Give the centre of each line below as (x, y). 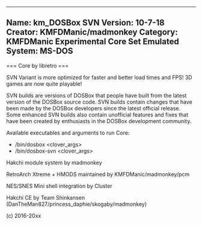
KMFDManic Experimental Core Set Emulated (93, 42)
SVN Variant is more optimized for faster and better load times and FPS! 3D (99, 77)
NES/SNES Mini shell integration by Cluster (59, 186)
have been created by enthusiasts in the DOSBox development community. (99, 121)
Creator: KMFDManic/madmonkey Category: (92, 32)
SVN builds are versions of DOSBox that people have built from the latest (96, 95)
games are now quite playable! (44, 84)
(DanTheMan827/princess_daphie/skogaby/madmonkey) (77, 204)
